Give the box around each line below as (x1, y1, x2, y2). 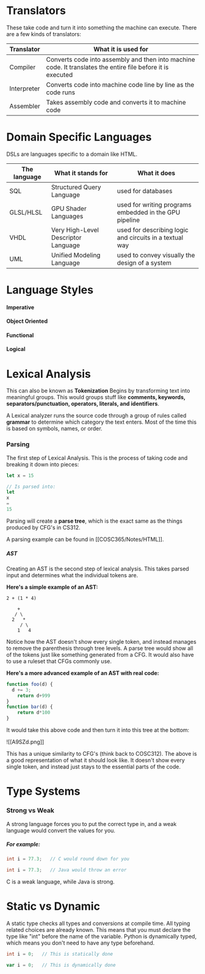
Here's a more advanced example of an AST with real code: (6, 669, 160, 676)
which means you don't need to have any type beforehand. (6, 939, 155, 946)
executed (46, 70, 73, 79)
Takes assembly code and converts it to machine (46, 98, 186, 106)
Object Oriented (6, 317, 48, 325)
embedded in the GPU (117, 208, 181, 216)
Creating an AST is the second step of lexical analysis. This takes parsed (6, 565, 189, 572)
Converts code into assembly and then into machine (46, 55, 195, 64)
